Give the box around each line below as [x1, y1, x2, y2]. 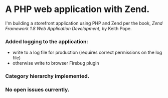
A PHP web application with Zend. [5, 4, 150, 15]
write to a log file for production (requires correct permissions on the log [12, 49, 162, 56]
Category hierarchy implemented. [5, 73, 90, 80]
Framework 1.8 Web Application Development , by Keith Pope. [5, 25, 132, 31]
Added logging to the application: [5, 38, 89, 45]
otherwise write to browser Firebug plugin [12, 60, 99, 66]
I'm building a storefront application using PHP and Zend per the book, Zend [5, 20, 163, 26]
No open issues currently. [5, 86, 70, 93]
